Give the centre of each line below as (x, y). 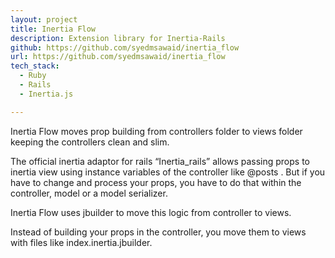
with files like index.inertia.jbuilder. (81, 242)
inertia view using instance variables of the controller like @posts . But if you (168, 172)
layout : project (44, 19)
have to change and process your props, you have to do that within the (156, 182)
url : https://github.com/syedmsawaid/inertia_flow (118, 57)
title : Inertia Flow (53, 29)
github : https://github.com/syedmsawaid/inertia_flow (125, 47)
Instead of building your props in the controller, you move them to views (158, 232)
